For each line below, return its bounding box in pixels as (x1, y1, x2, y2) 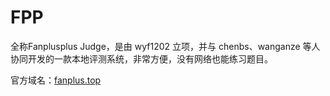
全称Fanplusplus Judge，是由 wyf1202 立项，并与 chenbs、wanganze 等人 (10, 40, 321, 52)
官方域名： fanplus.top (10, 74, 102, 86)
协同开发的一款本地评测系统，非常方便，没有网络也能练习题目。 (10, 52, 273, 65)
